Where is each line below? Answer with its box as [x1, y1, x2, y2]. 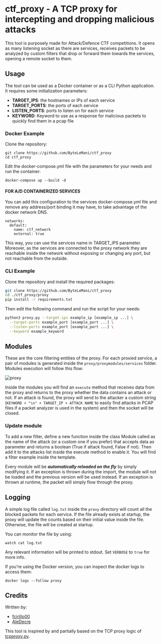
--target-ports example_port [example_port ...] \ [9, 320, 114, 325]
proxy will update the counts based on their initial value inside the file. [5, 517, 145, 522]
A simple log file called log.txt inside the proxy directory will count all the [5, 506, 152, 512]
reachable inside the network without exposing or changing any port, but [5, 250, 151, 256]
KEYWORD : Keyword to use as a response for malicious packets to [12, 113, 146, 119]
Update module [5, 422, 42, 429]
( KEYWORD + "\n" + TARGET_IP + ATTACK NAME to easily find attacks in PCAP [5, 400, 154, 406]
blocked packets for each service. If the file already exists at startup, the [5, 511, 150, 517]
